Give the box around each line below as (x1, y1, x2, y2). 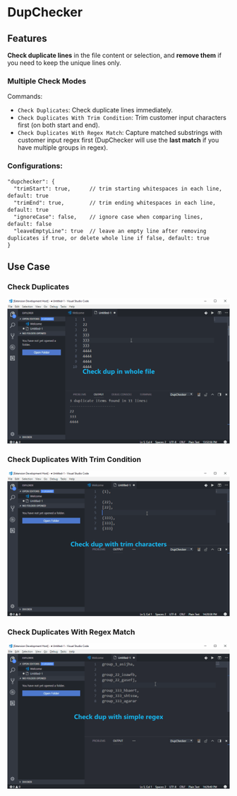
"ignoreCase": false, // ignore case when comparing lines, (13, 213, 203, 220)
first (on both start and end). (17, 121, 100, 129)
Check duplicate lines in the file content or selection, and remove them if (7, 51, 222, 59)
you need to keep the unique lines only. (7, 59, 122, 67)
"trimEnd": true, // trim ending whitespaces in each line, (13, 199, 217, 206)
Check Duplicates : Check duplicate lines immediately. (17, 106, 174, 114)
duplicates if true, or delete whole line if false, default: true (7, 234, 210, 242)
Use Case (7, 261, 51, 273)
